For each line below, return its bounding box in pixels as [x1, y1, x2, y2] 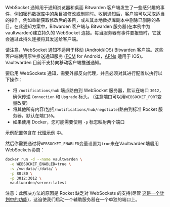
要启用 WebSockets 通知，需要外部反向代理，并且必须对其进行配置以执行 [5, 70, 158, 76]
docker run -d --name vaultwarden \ [5, 157, 82, 162]
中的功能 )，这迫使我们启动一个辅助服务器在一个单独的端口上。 [9, 196, 140, 202]
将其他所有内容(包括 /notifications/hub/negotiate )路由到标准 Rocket [12, 106, 157, 112]
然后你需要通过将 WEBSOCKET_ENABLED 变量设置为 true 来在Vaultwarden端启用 [5, 141, 159, 146]
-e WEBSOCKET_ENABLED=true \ [10, 161, 71, 167]
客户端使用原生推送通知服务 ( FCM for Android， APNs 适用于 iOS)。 [5, 53, 146, 59]
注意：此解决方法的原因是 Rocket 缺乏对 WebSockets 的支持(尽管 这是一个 [5, 190, 160, 196]
